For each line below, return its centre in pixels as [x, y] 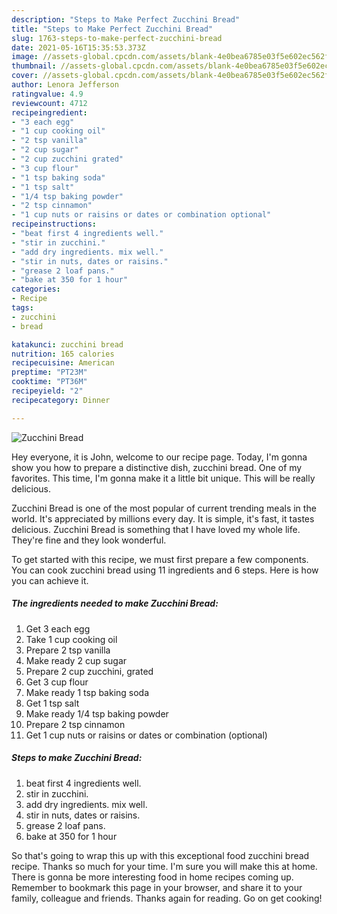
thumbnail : [34, 66]
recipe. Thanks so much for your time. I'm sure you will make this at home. [164, 866]
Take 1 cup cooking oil [71, 639]
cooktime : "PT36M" [49, 382]
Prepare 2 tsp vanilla [68, 650]
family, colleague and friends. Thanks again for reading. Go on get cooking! [167, 898]
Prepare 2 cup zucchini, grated [89, 671]
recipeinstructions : [54, 224]
